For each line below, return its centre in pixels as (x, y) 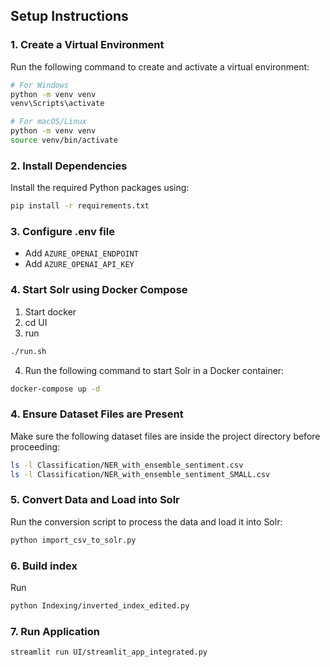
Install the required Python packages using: (100, 188)
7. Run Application (55, 631)
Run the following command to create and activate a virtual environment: (160, 66)
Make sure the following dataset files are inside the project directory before (165, 436)
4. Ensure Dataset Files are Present (97, 414)
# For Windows (40, 85)
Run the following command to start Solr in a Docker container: (154, 370)
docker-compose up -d (55, 389)
